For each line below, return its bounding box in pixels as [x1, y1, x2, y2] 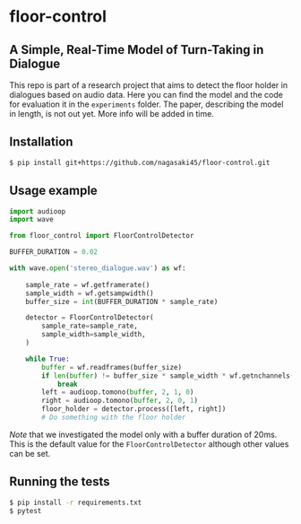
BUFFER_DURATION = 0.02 [9, 248, 99, 257]
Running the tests [9, 474, 110, 490]
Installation [9, 135, 73, 150]
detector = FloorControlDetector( [25, 313, 154, 322]
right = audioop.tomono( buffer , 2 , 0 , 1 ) [41, 397, 199, 406]
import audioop [9, 206, 66, 216]
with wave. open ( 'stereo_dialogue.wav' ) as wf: [9, 264, 186, 273]
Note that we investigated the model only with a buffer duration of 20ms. [9, 429, 278, 440]
